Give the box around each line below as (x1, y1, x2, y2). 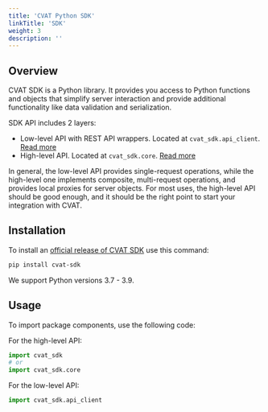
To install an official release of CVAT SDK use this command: (8, 245, 209, 254)
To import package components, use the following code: (8, 319, 196, 330)
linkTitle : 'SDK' (8, 19, 67, 27)
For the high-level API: (8, 336, 83, 345)
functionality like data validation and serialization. (8, 102, 172, 113)
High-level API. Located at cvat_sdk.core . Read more (19, 150, 196, 161)
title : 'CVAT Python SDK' (8, 11, 95, 20)
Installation (8, 224, 66, 237)
